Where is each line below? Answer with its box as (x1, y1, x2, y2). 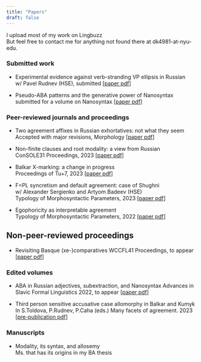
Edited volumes (6, 268, 53, 277)
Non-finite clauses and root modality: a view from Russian (15, 145, 160, 153)
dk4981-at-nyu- (152, 38, 192, 45)
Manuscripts (6, 329, 45, 337)
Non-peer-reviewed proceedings (6, 231, 134, 241)
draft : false (6, 15, 39, 21)
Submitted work (6, 59, 55, 68)
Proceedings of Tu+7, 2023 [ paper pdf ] (15, 170, 114, 177)
